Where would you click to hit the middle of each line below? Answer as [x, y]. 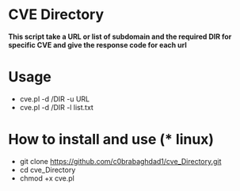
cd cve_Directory [48, 170]
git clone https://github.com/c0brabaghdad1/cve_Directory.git [120, 161]
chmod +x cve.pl [47, 178]
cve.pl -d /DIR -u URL [55, 99]
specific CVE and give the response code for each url [98, 44]
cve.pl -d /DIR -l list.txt [56, 107]
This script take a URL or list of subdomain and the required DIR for [120, 36]
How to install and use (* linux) [111, 139]
